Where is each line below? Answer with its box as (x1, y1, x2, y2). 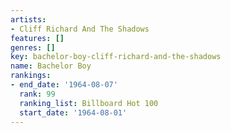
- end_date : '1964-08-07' (10, 80, 118, 90)
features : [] (10, 33, 65, 43)
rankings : (10, 71, 52, 81)
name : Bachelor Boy (10, 61, 92, 71)
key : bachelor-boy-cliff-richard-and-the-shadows (10, 52, 222, 62)
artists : (10, 14, 47, 25)
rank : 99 (19, 89, 56, 99)
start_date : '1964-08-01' (19, 107, 128, 118)
